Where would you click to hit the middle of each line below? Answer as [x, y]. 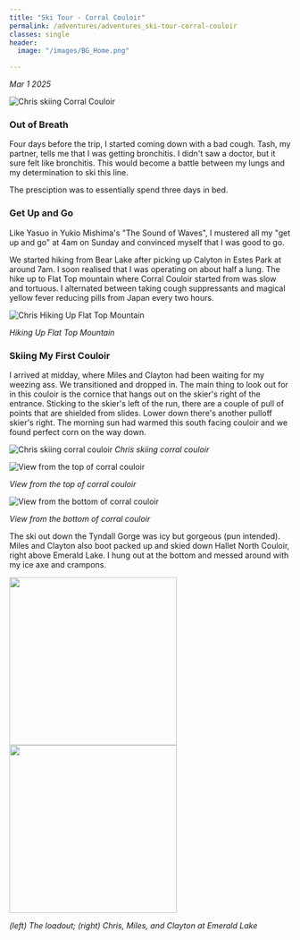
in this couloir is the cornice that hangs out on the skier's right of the [135, 394]
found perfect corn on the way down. [78, 432]
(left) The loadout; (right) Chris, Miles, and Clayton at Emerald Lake [133, 926]
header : [24, 43]
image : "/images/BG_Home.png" [73, 51]
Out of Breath [39, 124]
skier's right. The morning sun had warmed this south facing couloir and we [149, 423]
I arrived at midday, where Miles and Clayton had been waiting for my [137, 375]
